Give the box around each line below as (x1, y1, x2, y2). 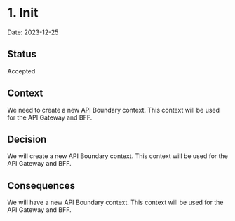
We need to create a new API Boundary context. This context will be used (7, 106, 220, 114)
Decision (7, 133, 47, 145)
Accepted (7, 66, 36, 75)
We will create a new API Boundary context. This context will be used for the (7, 152, 228, 160)
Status (7, 48, 37, 60)
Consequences (7, 180, 76, 192)
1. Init (7, 5, 39, 21)
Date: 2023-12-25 (7, 28, 59, 36)
